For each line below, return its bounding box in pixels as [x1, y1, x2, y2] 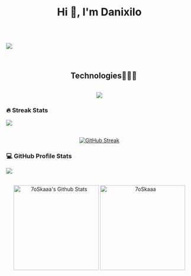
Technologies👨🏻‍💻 [70, 71, 137, 81]
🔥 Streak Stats [6, 106, 48, 114]
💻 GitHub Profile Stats [6, 152, 72, 160]
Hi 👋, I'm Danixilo [57, 5, 142, 19]
